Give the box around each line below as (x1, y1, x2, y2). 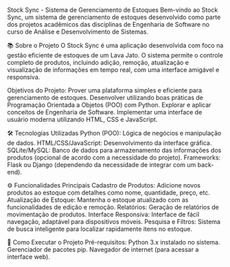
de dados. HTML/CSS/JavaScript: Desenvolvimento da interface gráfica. (7, 139, 212, 147)
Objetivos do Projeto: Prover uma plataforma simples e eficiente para (7, 86, 203, 94)
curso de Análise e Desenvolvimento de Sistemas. (7, 27, 149, 36)
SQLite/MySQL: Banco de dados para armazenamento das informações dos (7, 147, 222, 154)
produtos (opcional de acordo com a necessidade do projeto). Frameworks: (7, 153, 221, 162)
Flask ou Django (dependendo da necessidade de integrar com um (7, 161, 196, 168)
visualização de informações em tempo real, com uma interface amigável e (7, 66, 220, 74)
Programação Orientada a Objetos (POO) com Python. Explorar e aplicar (7, 101, 211, 109)
